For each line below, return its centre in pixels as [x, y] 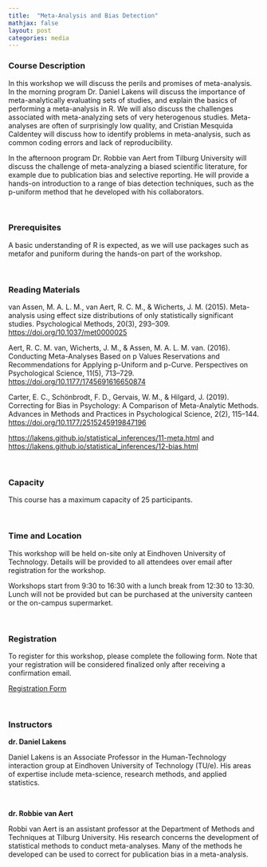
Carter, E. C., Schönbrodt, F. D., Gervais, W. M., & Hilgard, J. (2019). [119, 397]
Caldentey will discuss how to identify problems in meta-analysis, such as [130, 134]
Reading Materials [44, 289]
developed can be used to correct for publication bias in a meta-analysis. [128, 854]
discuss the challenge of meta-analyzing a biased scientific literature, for [128, 166]
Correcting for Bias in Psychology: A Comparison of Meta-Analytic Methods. [133, 406]
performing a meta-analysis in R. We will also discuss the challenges [121, 108]
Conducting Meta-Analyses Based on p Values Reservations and [114, 356]
